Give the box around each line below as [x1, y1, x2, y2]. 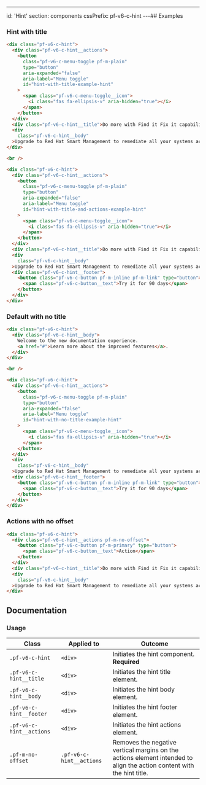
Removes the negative [112, 738, 177, 746]
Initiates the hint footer [112, 703, 178, 711]
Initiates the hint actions [112, 720, 181, 728]
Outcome [140, 639, 169, 648]
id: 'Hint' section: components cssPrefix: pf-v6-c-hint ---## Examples [6, 12, 183, 19]
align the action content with [112, 761, 194, 770]
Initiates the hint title [112, 667, 171, 676]
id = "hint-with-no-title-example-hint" [22, 417, 122, 423]
